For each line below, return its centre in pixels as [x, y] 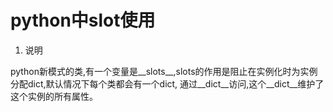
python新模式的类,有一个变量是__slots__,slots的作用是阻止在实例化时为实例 [164, 71]
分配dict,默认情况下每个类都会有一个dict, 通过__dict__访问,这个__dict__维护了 [167, 83]
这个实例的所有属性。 [54, 96]
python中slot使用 [83, 20]
